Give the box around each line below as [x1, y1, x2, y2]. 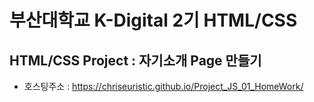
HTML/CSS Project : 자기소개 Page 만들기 [9, 52, 262, 69]
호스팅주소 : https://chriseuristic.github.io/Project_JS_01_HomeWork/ [23, 81, 304, 92]
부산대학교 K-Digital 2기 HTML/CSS [9, 9, 298, 32]
